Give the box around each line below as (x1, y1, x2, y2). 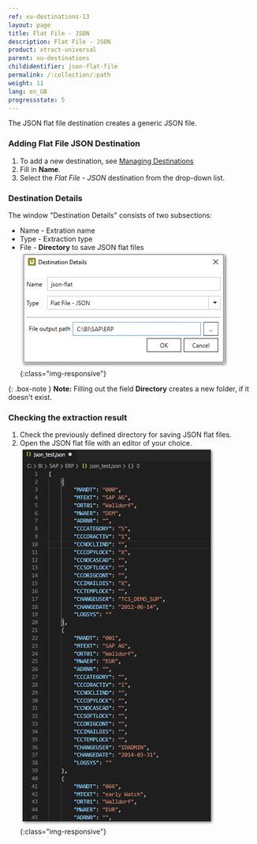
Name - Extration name (19, 226, 96, 235)
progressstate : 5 (8, 95, 65, 104)
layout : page (8, 21, 51, 29)
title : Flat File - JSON (8, 29, 90, 37)
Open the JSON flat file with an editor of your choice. (19, 439, 192, 448)
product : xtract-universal (8, 46, 97, 54)
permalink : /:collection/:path (8, 71, 111, 79)
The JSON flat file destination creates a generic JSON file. (8, 118, 197, 128)
